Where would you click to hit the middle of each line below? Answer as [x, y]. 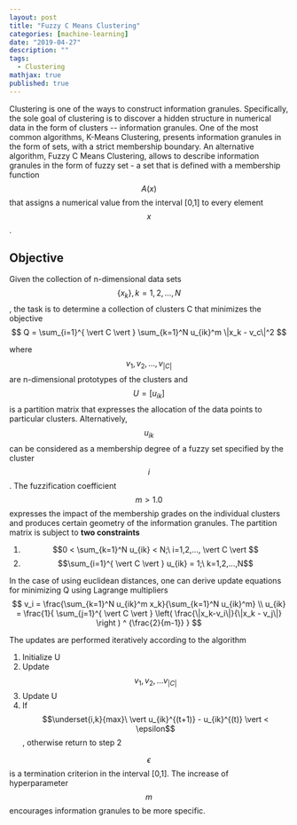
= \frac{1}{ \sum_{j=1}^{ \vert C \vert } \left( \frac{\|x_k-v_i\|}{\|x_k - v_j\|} [149, 613]
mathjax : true [35, 75]
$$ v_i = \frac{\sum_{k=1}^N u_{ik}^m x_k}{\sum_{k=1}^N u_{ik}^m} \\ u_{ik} [149, 603]
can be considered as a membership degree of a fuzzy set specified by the [146, 448]
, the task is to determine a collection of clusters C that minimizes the [135, 309]
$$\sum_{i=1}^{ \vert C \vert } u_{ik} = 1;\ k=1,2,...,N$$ [156, 563]
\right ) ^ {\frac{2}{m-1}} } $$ [149, 623]
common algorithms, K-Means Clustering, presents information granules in [145, 137]
